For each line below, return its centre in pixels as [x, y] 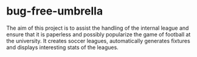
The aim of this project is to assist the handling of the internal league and [98, 28]
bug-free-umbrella [55, 11]
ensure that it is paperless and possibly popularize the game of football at [98, 34]
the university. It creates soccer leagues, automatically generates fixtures [98, 41]
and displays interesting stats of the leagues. [62, 47]
